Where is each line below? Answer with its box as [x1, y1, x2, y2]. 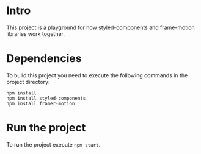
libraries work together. [6, 30, 65, 37]
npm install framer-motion [6, 100, 75, 107]
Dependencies [6, 52, 82, 66]
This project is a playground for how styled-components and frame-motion [6, 24, 196, 31]
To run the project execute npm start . [6, 141, 101, 148]
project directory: [6, 78, 50, 85]
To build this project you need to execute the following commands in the [6, 71, 188, 79]
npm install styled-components [6, 95, 86, 101]
